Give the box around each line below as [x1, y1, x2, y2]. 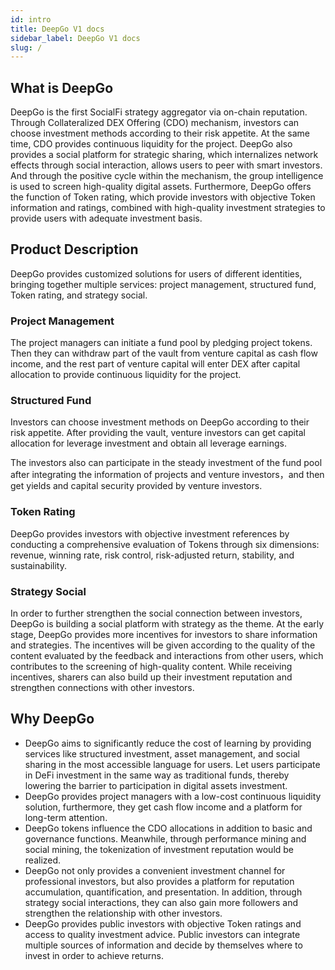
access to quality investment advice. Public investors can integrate [24, 928, 301, 940]
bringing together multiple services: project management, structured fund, [10, 278, 317, 290]
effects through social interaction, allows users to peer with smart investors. [10, 159, 323, 171]
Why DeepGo [10, 711, 95, 728]
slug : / [10, 42, 43, 53]
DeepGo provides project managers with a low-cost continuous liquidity [24, 790, 322, 802]
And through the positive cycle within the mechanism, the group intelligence [10, 170, 324, 182]
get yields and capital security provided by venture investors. [10, 480, 263, 492]
